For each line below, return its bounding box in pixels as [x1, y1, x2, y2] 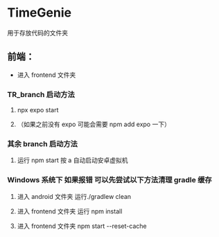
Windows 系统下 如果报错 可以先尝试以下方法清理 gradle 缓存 [7, 175, 213, 185]
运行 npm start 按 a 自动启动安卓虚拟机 [17, 156, 128, 164]
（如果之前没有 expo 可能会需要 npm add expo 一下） [17, 120, 171, 129]
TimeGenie [7, 5, 71, 21]
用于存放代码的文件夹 [7, 28, 68, 37]
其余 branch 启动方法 [7, 139, 78, 148]
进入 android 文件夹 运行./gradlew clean [17, 192, 132, 200]
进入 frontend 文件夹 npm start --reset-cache [17, 222, 147, 230]
